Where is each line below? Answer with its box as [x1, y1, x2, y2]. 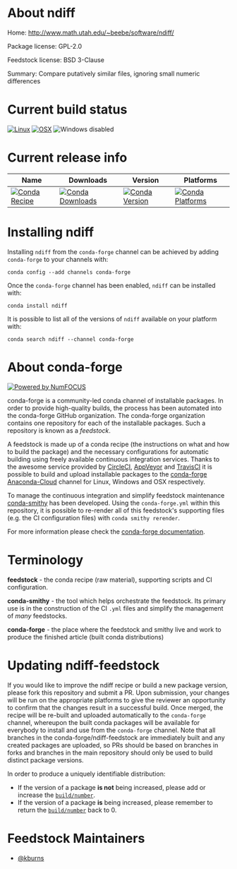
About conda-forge [7, 359, 123, 375]
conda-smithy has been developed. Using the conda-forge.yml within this [7, 498, 221, 507]
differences [7, 76, 41, 85]
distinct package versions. [7, 755, 84, 764]
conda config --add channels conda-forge [7, 268, 131, 276]
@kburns [17, 853, 44, 862]
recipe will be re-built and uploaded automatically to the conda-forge [7, 711, 207, 719]
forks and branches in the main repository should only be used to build [7, 748, 213, 757]
